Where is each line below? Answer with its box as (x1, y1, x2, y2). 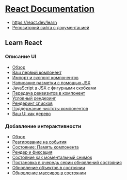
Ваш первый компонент (12, 69, 62, 75)
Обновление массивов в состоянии (12, 170, 86, 176)
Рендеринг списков (12, 100, 53, 106)
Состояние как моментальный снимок (12, 154, 93, 160)
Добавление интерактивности (5, 123, 81, 130)
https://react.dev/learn (12, 19, 57, 25)
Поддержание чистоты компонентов (12, 105, 89, 111)
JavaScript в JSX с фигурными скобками (12, 85, 96, 91)
